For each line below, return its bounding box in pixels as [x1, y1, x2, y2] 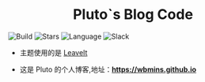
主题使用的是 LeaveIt [19, 47, 88, 57]
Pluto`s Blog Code [72, 6, 194, 24]
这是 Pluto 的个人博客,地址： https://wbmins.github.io [19, 65, 196, 74]
